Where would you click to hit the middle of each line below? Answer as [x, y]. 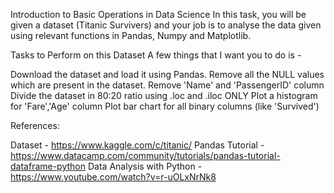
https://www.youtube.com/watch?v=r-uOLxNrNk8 [113, 177]
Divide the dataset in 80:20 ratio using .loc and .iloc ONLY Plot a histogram [164, 95]
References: [35, 125]
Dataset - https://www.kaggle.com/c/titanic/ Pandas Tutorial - [137, 145]
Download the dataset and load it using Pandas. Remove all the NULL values [167, 74]
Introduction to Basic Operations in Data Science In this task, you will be [158, 14]
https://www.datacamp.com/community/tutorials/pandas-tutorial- [145, 155]
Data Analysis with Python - [145, 166]
